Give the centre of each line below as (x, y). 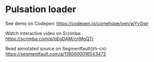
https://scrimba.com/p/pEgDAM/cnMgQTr (49, 39)
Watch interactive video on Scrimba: (43, 33)
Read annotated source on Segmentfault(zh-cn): (56, 48)
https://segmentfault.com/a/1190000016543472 (56, 54)
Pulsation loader (41, 9)
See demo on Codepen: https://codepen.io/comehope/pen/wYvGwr (77, 23)
